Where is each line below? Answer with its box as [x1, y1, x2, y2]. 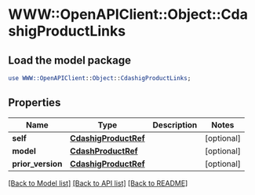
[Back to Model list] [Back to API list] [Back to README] [8, 178, 188, 188]
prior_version [12, 158, 63, 169]
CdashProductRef [70, 145, 139, 156]
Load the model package [8, 53, 132, 67]
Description [152, 120, 198, 131]
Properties [8, 96, 61, 109]
